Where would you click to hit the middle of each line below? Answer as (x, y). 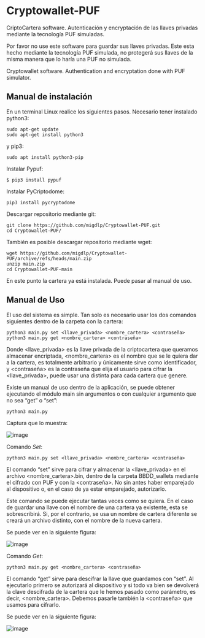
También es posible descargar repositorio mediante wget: (79, 242)
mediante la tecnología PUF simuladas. (56, 34)
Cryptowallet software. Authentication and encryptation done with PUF (96, 71)
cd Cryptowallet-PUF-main (39, 269)
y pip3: (15, 146)
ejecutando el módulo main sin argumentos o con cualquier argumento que (101, 394)
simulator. (19, 77)
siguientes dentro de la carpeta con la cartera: (65, 321)
